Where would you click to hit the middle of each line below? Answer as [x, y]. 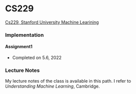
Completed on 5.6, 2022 [37, 58]
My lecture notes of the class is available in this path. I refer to [68, 81]
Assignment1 [19, 47]
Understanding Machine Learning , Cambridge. [52, 86]
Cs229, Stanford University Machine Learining [52, 22]
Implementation [25, 35]
